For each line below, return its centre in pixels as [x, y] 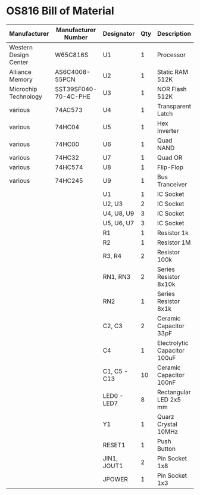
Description [174, 33]
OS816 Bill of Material [60, 11]
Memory [21, 79]
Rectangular [174, 392]
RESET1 [114, 445]
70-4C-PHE [73, 96]
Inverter [168, 130]
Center [19, 62]
